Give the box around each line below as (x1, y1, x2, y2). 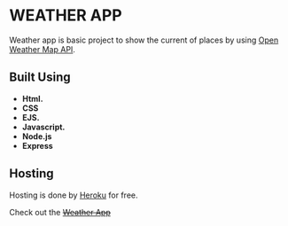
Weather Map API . (9, 43, 75, 54)
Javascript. (21, 121, 66, 132)
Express (21, 140, 53, 151)
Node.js (21, 130, 52, 142)
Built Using (9, 70, 71, 85)
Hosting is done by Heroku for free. (9, 190, 138, 200)
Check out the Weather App (9, 207, 111, 217)
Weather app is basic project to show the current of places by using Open (9, 35, 279, 45)
